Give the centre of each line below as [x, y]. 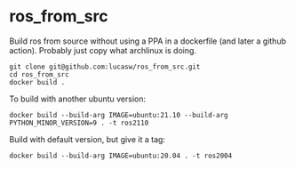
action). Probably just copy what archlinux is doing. [103, 50]
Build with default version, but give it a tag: [88, 139]
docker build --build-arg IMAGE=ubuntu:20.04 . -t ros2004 [121, 156]
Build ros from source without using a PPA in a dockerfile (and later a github [148, 41]
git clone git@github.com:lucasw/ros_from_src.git [105, 67]
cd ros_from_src [39, 74]
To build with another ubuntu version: [78, 99]
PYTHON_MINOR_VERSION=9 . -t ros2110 [79, 123]
